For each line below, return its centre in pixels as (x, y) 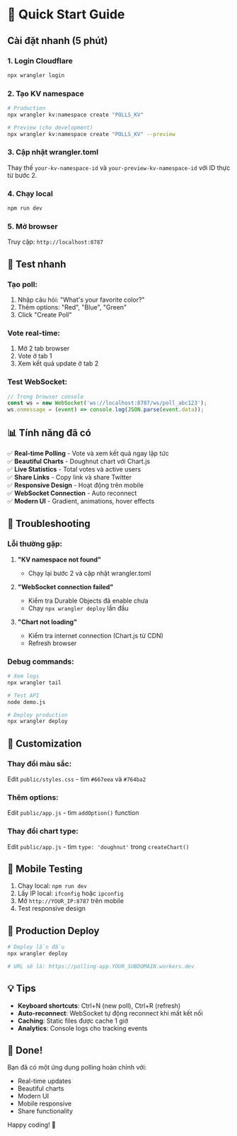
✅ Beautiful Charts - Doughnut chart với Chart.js (79, 461)
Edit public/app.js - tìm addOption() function (73, 813)
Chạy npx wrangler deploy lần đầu (78, 608)
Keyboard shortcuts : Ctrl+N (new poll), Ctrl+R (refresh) (99, 1006)
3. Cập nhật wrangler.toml (53, 152)
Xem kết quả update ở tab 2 (58, 363)
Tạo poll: (22, 284)
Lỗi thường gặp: (35, 544)
